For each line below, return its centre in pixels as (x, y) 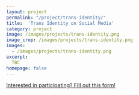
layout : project (26, 12)
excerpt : (17, 57)
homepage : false (26, 68)
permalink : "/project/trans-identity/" (56, 18)
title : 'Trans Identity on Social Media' (60, 23)
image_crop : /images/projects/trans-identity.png (70, 40)
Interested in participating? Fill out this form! (61, 85)
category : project (29, 29)
